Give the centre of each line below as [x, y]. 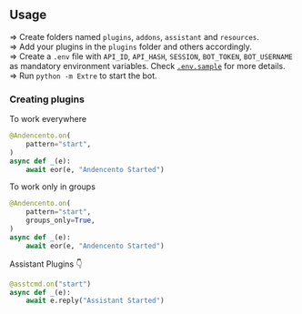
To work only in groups [52, 187]
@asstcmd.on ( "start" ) [50, 284]
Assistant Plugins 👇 [46, 264]
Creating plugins [47, 99]
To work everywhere [48, 119]
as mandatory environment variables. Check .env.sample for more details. [147, 66]
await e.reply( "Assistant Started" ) [96, 301]
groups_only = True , [60, 221]
